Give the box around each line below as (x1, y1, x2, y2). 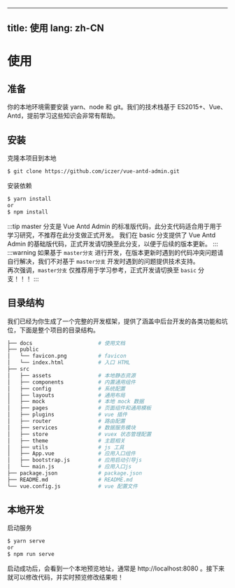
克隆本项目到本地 (7, 154, 57, 162)
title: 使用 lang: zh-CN (7, 22, 104, 34)
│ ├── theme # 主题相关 (7, 437, 126, 444)
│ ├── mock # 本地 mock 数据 (7, 398, 145, 405)
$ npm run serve (7, 551, 55, 558)
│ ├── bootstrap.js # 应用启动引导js (7, 456, 142, 464)
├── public (7, 346, 39, 353)
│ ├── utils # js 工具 (7, 444, 124, 451)
